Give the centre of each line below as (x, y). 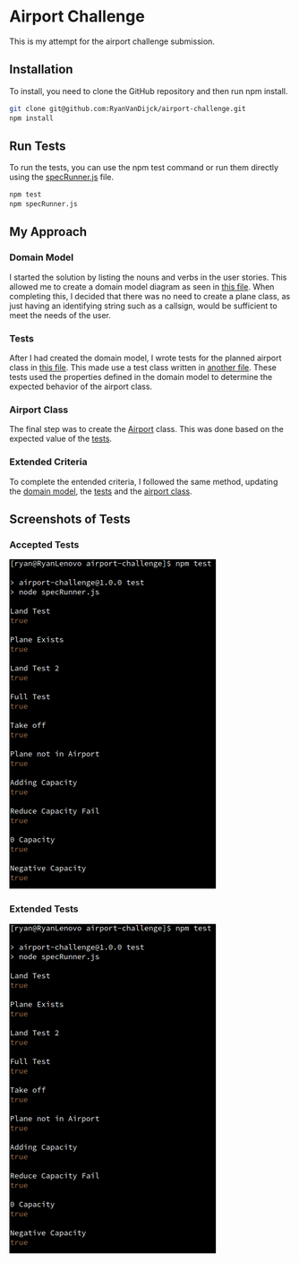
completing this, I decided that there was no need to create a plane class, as (150, 296)
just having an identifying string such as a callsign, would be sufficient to (143, 306)
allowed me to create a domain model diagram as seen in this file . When (142, 286)
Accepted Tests (44, 544)
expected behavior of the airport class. (81, 386)
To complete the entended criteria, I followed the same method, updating (144, 481)
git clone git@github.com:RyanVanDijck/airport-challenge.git (128, 108)
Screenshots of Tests (70, 519)
